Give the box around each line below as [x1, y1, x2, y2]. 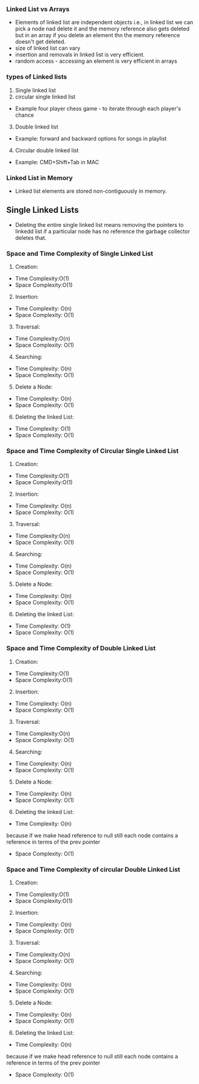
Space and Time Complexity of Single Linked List [6, 249, 153, 257]
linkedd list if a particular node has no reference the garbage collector [15, 228, 190, 235]
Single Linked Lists [6, 205, 79, 215]
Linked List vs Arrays [6, 5, 70, 13]
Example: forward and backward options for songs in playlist [15, 134, 167, 142]
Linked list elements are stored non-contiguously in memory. [15, 187, 167, 195]
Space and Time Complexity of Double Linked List [6, 644, 156, 653]
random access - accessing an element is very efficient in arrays [15, 57, 178, 65]
